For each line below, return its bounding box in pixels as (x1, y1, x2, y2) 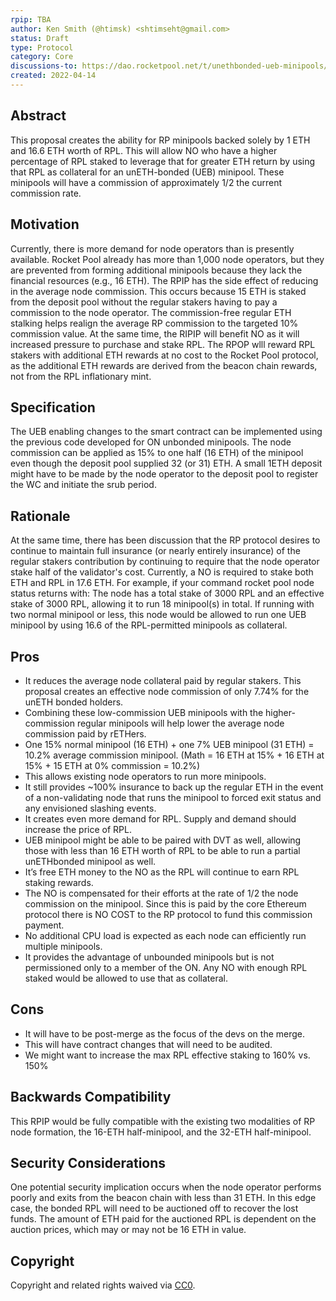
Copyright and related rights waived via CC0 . (10, 1279, 196, 1291)
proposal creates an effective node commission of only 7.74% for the (24, 685, 310, 697)
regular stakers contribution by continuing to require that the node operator (10, 556, 320, 568)
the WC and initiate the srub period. (10, 479, 157, 491)
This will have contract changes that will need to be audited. (24, 1038, 273, 1050)
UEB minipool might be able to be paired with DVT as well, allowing (24, 834, 302, 846)
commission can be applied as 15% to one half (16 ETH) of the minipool (10, 447, 304, 459)
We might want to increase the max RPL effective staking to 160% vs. (24, 1049, 311, 1061)
